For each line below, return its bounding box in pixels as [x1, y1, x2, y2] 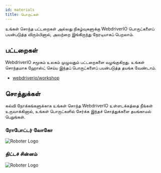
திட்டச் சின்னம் [5, 150, 38, 157]
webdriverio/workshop [12, 75, 60, 81]
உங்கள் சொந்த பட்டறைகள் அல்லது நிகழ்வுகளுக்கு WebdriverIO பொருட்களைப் [5, 25, 154, 31]
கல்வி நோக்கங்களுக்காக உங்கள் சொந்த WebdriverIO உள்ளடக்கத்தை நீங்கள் [5, 103, 153, 109]
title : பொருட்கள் [5, 12, 39, 17]
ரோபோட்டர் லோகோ [5, 127, 53, 134]
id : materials [5, 7, 35, 12]
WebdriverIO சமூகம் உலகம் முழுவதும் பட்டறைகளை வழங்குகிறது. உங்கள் [5, 59, 144, 65]
